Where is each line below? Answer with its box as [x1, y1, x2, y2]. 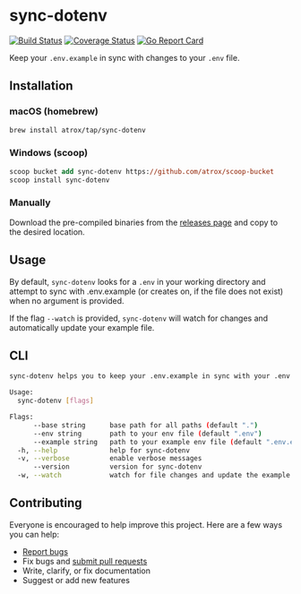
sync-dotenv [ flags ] [17, 396, 94, 406]
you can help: [9, 529, 60, 539]
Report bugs [21, 546, 69, 556]
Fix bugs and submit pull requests [21, 555, 148, 566]
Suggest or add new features [21, 574, 130, 585]
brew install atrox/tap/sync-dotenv [9, 125, 146, 134]
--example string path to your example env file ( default [32, 437, 262, 446]
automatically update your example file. [9, 322, 155, 332]
